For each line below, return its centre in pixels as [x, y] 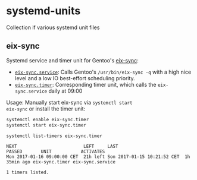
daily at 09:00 [65, 91]
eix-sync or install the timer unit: [46, 109]
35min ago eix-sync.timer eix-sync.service [61, 162]
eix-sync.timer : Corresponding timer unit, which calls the [85, 84]
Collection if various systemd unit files [53, 27]
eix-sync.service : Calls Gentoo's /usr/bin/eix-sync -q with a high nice [103, 72]
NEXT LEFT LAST [62, 147]
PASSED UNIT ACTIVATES [56, 152]
